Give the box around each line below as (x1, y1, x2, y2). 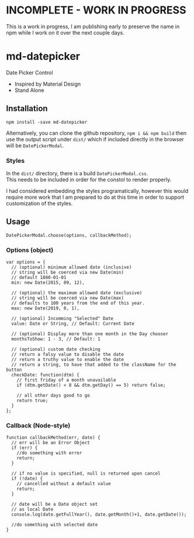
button (6, 367, 22, 373)
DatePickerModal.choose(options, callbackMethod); (6, 232, 132, 238)
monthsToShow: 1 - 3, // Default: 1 (11, 336, 101, 342)
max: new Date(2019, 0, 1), (11, 305, 80, 311)
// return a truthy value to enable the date (11, 357, 124, 363)
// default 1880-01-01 (11, 275, 67, 281)
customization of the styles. (6, 200, 73, 207)
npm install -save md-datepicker (6, 119, 88, 125)
